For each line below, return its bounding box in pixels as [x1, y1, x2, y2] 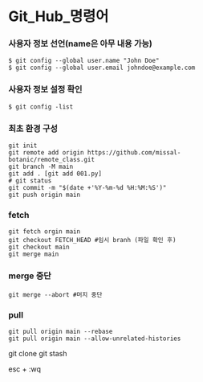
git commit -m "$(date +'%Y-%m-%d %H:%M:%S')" [8, 184, 167, 192]
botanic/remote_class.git [8, 156, 95, 164]
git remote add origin [8, 149, 84, 157]
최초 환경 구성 [8, 122, 59, 133]
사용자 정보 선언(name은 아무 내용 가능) [8, 38, 152, 49]
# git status [8, 177, 52, 185]
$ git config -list [8, 102, 74, 111]
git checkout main [8, 243, 70, 252]
